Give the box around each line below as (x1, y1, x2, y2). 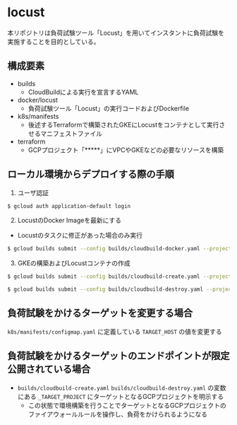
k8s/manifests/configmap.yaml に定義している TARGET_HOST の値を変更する (7, 327, 222, 336)
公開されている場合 (7, 363, 91, 375)
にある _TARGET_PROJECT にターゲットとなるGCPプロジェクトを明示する (17, 392, 224, 400)
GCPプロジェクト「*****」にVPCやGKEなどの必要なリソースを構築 (28, 146, 224, 154)
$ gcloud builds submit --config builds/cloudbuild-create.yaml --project (7, 273, 232, 280)
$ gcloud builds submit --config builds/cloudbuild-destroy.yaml (7, 286, 203, 293)
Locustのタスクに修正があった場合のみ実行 (17, 231, 143, 240)
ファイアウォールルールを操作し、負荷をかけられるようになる (28, 409, 208, 418)
